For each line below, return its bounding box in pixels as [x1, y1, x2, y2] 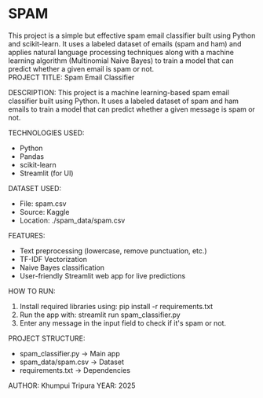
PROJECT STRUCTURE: [8, 334, 86, 343]
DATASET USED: [8, 183, 61, 193]
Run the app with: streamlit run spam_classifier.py [19, 310, 181, 319]
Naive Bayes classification [19, 263, 104, 272]
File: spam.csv [19, 198, 67, 208]
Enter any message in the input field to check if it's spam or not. [19, 318, 226, 327]
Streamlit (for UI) [19, 168, 74, 178]
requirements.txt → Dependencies [19, 365, 131, 374]
